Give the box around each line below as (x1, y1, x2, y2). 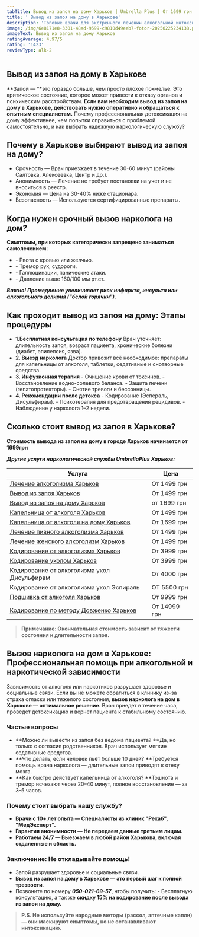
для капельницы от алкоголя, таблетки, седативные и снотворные (15, 361, 184, 368)
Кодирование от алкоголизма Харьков (9, 547, 120, 555)
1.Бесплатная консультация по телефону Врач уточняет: (15, 336, 162, 342)
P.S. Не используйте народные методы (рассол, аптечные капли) (21, 911, 193, 919)
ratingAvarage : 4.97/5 (6, 36, 63, 42)
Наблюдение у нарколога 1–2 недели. (15, 404, 111, 412)
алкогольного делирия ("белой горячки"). (6, 293, 117, 300)
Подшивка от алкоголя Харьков (9, 592, 101, 601)
